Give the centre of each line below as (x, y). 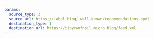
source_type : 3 (25, 14)
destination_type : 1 (30, 23)
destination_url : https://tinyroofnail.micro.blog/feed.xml (73, 28)
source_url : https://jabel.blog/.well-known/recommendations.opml (79, 19)
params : (13, 10)
